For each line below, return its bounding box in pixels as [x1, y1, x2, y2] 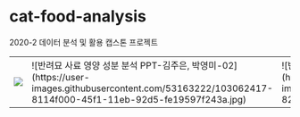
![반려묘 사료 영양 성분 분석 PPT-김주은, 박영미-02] [31, 59, 238, 71]
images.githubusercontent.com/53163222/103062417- [31, 82, 273, 95]
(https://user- [31, 71, 90, 83]
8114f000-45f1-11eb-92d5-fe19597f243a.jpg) [31, 93, 247, 105]
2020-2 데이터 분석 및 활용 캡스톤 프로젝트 [9, 37, 159, 47]
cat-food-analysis [9, 6, 147, 27]
